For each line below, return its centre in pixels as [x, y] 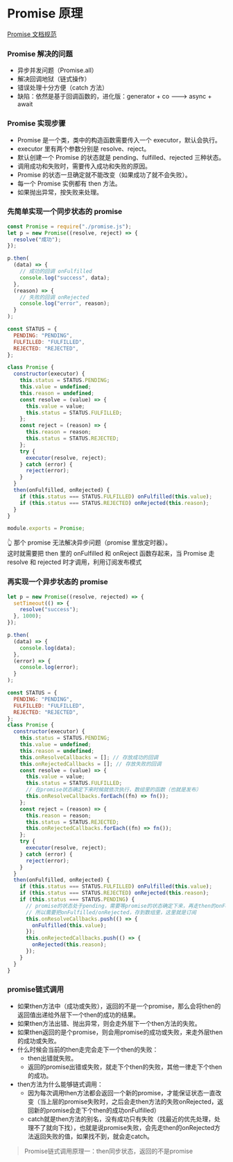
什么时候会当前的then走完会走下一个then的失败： [88, 1049]
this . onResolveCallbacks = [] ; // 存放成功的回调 [89, 757]
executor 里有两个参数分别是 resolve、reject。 [84, 149]
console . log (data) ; [48, 648]
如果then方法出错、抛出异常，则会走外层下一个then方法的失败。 [109, 1023]
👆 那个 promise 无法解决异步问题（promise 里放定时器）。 [89, 542]
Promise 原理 [45, 14]
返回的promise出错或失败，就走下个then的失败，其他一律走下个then [125, 1067]
